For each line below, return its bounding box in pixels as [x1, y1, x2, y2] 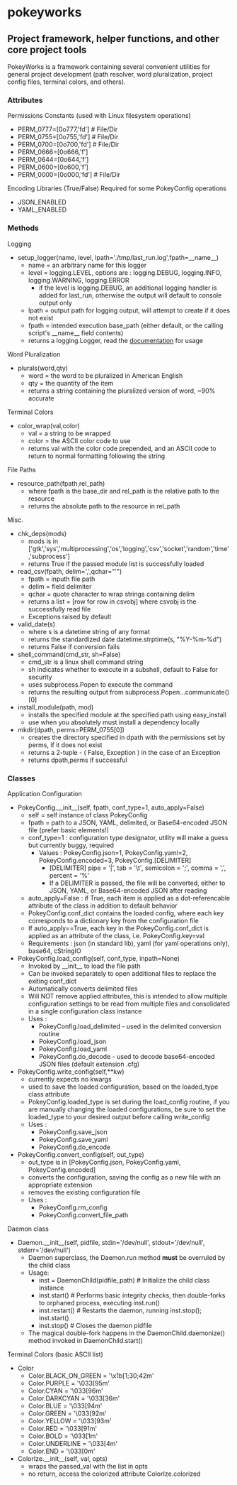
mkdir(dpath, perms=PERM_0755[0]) [17, 725, 125, 734]
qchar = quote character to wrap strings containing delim [28, 589, 195, 598]
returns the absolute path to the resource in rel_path [28, 501, 180, 510]
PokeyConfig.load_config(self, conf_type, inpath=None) [17, 954, 180, 962]
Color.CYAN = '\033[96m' [28, 1386, 104, 1395]
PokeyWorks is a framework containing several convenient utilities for [7, 62, 211, 71]
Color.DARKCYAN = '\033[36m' [28, 1393, 120, 1403]
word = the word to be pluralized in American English [28, 371, 183, 380]
